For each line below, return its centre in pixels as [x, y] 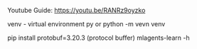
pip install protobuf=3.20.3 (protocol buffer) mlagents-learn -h [98, 38]
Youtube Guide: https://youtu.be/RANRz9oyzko [76, 10]
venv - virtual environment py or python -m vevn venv [86, 24]
